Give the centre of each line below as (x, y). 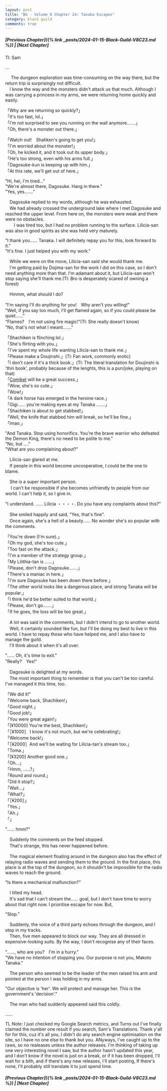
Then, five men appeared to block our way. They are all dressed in (77, 936)
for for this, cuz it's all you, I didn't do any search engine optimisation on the (83, 1034)
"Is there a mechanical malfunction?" (43, 882)
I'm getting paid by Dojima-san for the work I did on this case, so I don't (83, 267)
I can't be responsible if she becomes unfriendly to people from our (80, 488)
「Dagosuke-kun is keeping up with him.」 (49, 165)
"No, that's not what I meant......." (39, 327)
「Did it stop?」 (21, 782)
